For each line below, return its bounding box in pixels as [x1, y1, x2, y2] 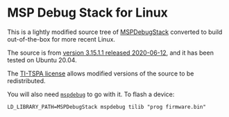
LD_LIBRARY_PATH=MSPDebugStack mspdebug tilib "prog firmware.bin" [7, 103, 207, 110]
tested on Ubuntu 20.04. [7, 55, 78, 64]
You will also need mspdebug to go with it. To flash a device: [7, 90, 175, 98]
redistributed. [7, 76, 46, 84]
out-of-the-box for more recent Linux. [7, 35, 116, 43]
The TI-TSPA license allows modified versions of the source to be [7, 69, 194, 78]
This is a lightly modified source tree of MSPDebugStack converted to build [7, 28, 223, 36]
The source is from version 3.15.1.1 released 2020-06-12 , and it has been [7, 48, 214, 57]
